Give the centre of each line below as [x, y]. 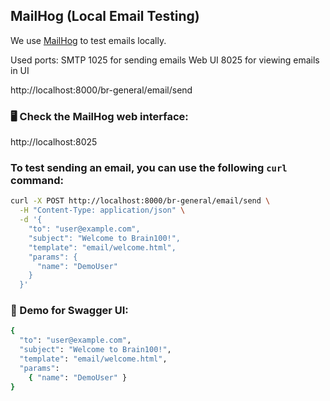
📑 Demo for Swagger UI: [69, 311]
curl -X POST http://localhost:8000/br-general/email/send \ [140, 201]
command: [37, 181]
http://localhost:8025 [54, 142]
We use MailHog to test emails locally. [88, 40]
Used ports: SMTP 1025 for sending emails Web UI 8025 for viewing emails [165, 60]
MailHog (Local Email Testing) [105, 16]
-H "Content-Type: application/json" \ [102, 210]
